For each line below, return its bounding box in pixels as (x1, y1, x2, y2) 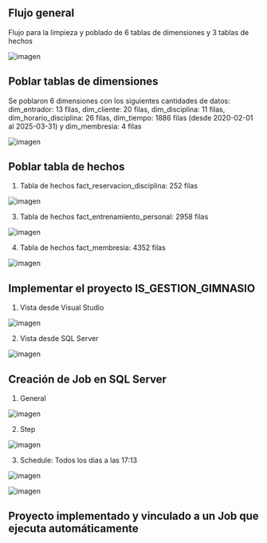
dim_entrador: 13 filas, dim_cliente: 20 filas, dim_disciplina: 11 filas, (8, 104, 226, 114)
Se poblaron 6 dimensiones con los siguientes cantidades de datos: (8, 96, 230, 105)
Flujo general (8, 6, 75, 20)
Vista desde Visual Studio (19, 303, 104, 312)
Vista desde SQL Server (19, 334, 99, 343)
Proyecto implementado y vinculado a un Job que (8, 509, 259, 523)
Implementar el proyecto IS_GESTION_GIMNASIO (8, 281, 256, 295)
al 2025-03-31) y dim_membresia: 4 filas (8, 121, 142, 131)
